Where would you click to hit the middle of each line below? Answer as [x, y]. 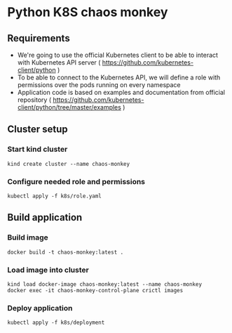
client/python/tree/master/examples [69, 107]
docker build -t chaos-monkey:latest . [66, 252]
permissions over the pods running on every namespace [99, 85]
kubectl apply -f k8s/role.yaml [54, 196]
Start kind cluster [37, 150]
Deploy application [40, 308]
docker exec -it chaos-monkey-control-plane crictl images [95, 290]
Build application [45, 217]
